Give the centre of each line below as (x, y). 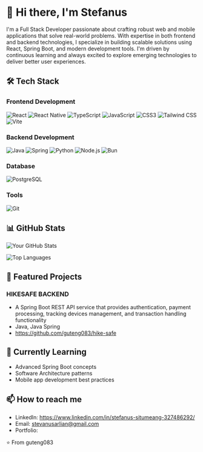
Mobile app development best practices (65, 380)
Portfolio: (26, 430)
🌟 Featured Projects (44, 277)
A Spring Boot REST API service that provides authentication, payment (103, 307)
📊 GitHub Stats (36, 228)
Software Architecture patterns (54, 373)
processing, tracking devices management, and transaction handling (101, 314)
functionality (31, 320)
